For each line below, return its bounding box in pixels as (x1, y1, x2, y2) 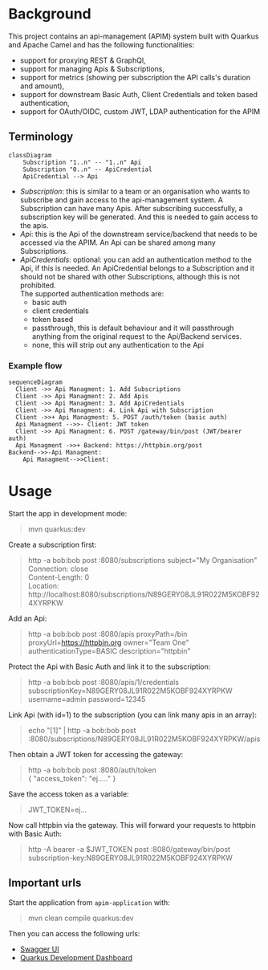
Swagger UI (19, 944, 59, 954)
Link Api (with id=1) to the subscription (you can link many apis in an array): (8, 710, 258, 719)
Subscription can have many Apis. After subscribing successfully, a (19, 203, 243, 213)
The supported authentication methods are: (19, 288, 164, 298)
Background (8, 5, 91, 23)
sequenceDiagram (8, 378, 63, 386)
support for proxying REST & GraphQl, (19, 55, 146, 65)
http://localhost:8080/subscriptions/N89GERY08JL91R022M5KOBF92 (27, 589, 260, 599)
